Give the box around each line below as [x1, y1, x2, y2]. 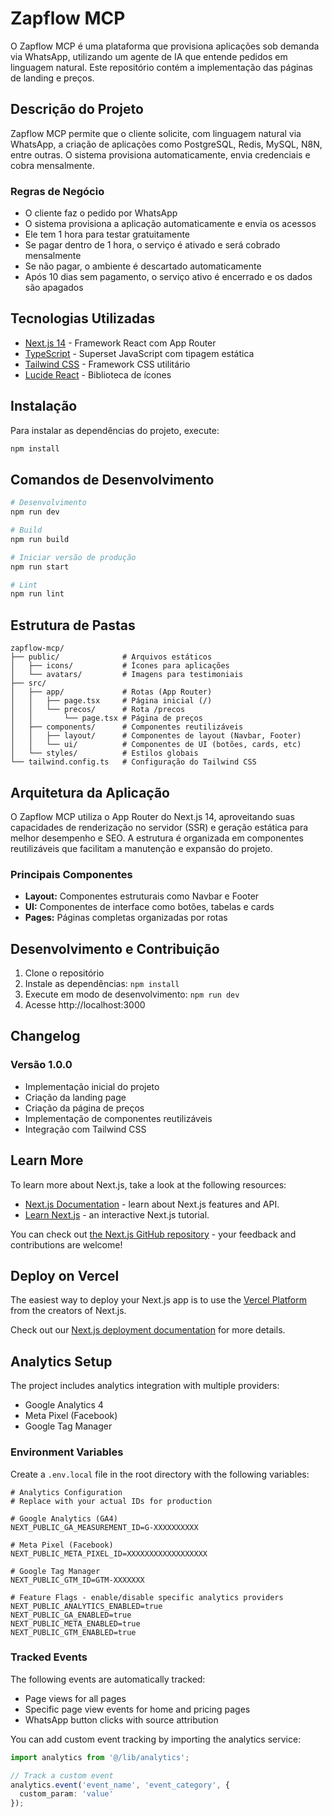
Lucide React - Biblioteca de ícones [24, 368, 172, 381]
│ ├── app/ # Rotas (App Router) [10, 687, 213, 697]
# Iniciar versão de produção [10, 552, 137, 562]
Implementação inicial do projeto [24, 1080, 160, 1092]
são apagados [24, 282, 84, 294]
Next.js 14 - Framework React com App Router [24, 337, 217, 349]
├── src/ [10, 678, 47, 689]
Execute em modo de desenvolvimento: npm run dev [24, 988, 240, 1001]
